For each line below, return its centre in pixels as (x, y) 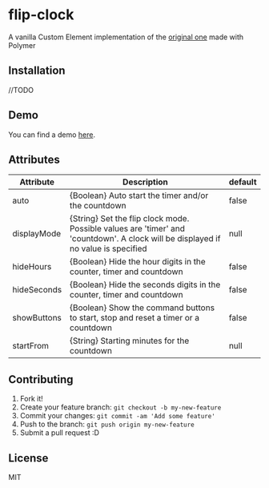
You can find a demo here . (52, 135)
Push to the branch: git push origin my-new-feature (107, 424)
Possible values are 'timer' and (127, 228)
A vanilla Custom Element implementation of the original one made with (126, 37)
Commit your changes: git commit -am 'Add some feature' (118, 416)
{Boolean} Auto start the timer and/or (139, 196)
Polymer (22, 45)
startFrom (31, 346)
